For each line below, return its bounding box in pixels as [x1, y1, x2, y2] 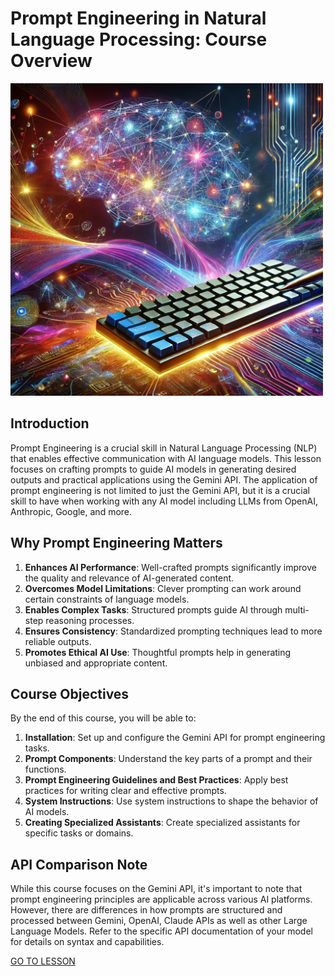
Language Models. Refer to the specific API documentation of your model [10, 925, 313, 937]
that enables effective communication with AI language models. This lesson [10, 452, 322, 464]
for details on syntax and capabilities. [10, 936, 165, 948]
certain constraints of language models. [24, 593, 190, 605]
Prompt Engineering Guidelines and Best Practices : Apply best [24, 774, 289, 786]
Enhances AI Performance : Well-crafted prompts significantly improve [24, 561, 317, 573]
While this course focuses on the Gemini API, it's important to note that [10, 883, 303, 895]
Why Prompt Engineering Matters [10, 535, 223, 552]
